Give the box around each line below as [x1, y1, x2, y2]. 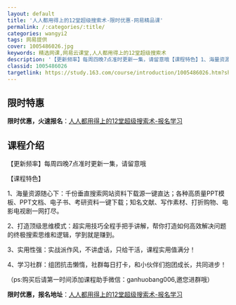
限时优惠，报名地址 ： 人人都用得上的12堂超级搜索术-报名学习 [7, 290, 183, 299]
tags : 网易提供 [7, 37, 48, 44]
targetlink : [7, 69, 42, 76]
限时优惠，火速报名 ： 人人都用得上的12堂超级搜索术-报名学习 [7, 117, 183, 125]
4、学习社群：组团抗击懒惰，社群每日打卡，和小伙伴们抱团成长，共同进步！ [7, 261, 227, 269]
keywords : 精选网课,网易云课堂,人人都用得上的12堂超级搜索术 [7, 50, 166, 57]
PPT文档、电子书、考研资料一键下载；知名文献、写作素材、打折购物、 [19, 198, 223, 207]
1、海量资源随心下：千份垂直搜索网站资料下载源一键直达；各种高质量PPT [7, 189, 219, 197]
